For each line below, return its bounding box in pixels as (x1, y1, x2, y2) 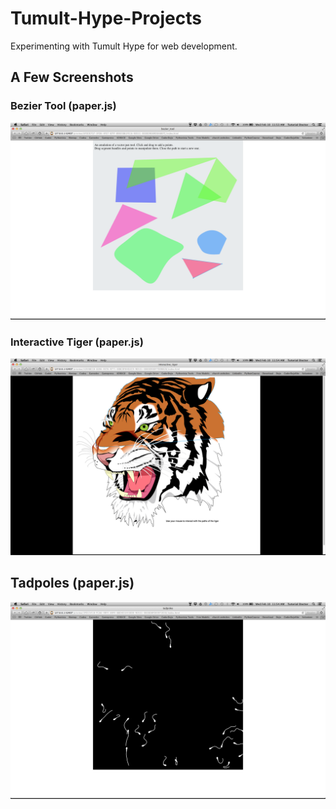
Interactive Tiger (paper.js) (10, 335, 144, 349)
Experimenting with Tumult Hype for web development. (10, 40, 238, 52)
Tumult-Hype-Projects (10, 7, 202, 30)
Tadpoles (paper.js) (10, 575, 135, 592)
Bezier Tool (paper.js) (10, 99, 117, 113)
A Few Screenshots (10, 69, 134, 86)
